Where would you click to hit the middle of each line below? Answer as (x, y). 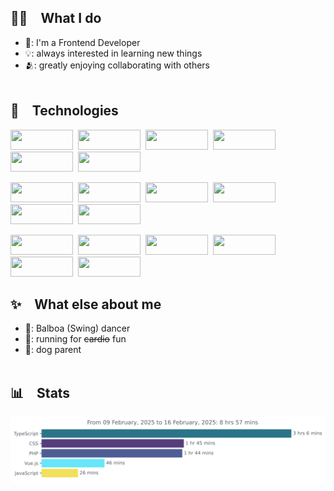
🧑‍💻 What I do (56, 18)
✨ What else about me (86, 304)
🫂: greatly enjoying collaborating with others (117, 65)
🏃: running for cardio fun (75, 339)
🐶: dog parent (53, 350)
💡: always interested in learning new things (113, 53)
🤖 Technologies (64, 111)
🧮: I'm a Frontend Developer (82, 42)
